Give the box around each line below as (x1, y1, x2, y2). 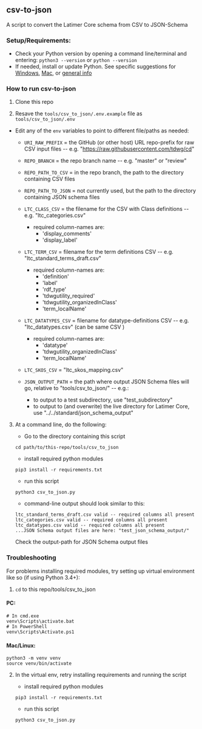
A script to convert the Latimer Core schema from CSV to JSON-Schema (6, 21, 188, 28)
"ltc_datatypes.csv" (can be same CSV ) (24, 323, 125, 330)
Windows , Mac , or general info (15, 69, 92, 77)
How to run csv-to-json (6, 84, 76, 93)
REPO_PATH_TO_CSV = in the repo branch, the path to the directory (24, 169, 184, 176)
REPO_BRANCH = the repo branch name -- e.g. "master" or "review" (24, 157, 187, 165)
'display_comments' (42, 230, 92, 238)
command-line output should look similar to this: (24, 500, 145, 507)
